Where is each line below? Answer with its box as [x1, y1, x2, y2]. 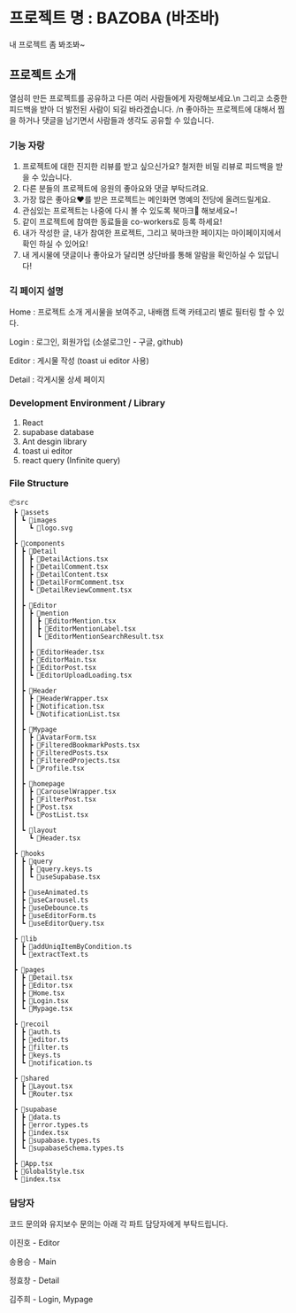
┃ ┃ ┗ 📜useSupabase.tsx [12, 872, 101, 882]
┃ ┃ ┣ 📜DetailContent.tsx [12, 570, 109, 579]
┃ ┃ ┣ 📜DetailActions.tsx [12, 555, 109, 563]
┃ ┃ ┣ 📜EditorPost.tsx [12, 663, 97, 672]
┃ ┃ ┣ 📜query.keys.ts [12, 865, 93, 874]
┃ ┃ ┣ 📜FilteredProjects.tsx [12, 756, 121, 765]
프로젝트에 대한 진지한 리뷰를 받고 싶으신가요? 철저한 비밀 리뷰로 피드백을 [21, 161, 274, 172]
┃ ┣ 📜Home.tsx [12, 989, 65, 998]
